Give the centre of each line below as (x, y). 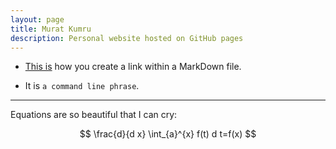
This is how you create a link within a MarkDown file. (133, 67)
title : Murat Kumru (51, 29)
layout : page (37, 19)
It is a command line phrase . (82, 86)
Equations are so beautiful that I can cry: (94, 115)
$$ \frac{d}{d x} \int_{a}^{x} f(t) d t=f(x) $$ (168, 134)
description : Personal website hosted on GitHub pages (127, 38)
